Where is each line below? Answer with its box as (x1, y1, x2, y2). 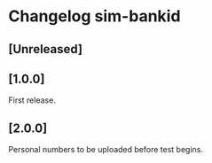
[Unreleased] (8, 42, 83, 57)
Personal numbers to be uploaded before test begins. (8, 144, 203, 155)
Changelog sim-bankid (8, 6, 181, 27)
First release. (8, 95, 57, 105)
